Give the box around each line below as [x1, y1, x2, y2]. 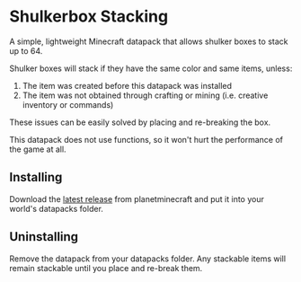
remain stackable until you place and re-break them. [9, 262, 203, 273]
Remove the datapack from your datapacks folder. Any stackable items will [9, 253, 286, 264]
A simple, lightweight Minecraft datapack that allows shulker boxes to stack [9, 36, 288, 47]
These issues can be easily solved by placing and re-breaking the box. [9, 117, 271, 128]
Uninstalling [9, 229, 79, 244]
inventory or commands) [22, 99, 114, 110]
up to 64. [9, 45, 43, 56]
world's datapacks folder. [9, 203, 103, 214]
